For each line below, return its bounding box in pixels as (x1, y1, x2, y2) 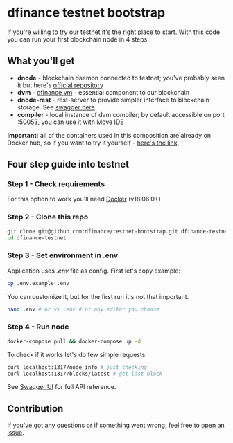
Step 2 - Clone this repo (7, 213, 89, 222)
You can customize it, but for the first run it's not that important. (7, 292, 189, 300)
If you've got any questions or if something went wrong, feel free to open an (7, 421, 225, 430)
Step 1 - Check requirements (7, 179, 105, 189)
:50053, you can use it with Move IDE (17, 118, 124, 126)
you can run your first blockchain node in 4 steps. (7, 35, 149, 43)
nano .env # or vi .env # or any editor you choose (7, 306, 159, 313)
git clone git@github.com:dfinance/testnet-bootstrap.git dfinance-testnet (7, 228, 231, 235)
